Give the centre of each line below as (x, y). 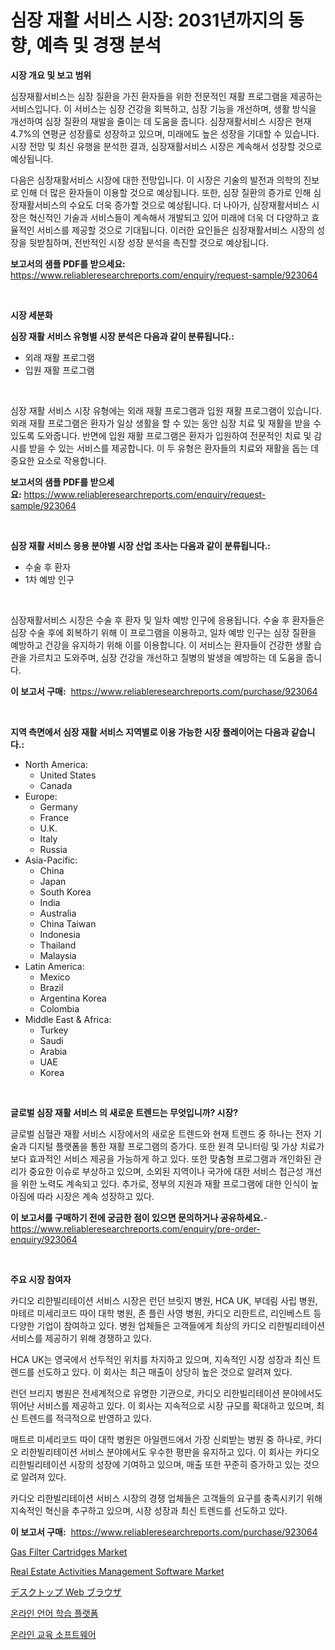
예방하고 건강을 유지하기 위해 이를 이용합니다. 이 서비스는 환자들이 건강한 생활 (161, 645)
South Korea (65, 892)
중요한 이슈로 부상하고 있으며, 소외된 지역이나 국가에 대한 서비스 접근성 (166, 1171)
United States (68, 775)
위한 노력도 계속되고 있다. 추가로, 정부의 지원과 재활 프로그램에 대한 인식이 (164, 1183)
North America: (56, 764)
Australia (58, 913)
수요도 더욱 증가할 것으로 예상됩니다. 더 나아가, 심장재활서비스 (189, 205)
